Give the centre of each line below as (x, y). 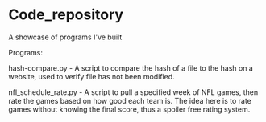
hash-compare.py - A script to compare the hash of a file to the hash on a (131, 68)
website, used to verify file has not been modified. (91, 76)
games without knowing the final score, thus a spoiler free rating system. (129, 109)
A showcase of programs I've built (65, 37)
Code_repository (66, 15)
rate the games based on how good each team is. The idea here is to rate (130, 100)
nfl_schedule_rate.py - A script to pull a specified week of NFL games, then (133, 92)
